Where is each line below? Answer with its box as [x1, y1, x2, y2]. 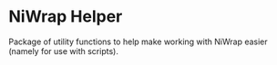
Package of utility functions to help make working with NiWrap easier [8, 36, 268, 47]
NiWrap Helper [8, 6, 123, 27]
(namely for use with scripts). [8, 45, 119, 56]
